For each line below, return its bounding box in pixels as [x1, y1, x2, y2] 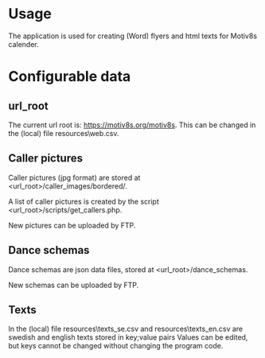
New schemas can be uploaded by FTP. [8, 280, 139, 290]
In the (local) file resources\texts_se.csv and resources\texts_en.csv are [8, 324, 244, 334]
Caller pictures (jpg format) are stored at [8, 173, 141, 182]
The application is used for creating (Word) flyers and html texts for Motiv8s [8, 31, 257, 41]
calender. [8, 39, 39, 49]
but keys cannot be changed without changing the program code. [8, 341, 224, 351]
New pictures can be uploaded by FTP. [8, 220, 136, 230]
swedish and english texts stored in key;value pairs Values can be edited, [8, 333, 248, 342]
